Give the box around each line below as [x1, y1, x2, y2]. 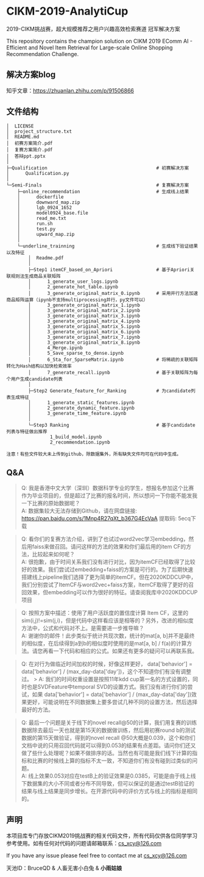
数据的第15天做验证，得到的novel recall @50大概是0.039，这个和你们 [21, 734, 196, 742]
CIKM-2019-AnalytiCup [6, 4, 128, 18]
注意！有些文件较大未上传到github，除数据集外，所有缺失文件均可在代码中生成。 [6, 451, 181, 457]
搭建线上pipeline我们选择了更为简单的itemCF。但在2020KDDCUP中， [21, 573, 197, 581]
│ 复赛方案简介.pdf [6, 146, 53, 153]
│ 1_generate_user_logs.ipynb [28, 279, 119, 285]
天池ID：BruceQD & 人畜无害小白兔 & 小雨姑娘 [6, 864, 122, 872]
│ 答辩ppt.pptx [6, 153, 46, 159]
